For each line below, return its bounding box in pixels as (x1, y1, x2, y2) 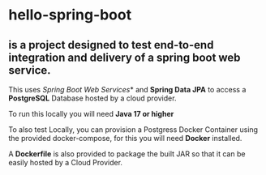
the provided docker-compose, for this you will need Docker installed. (8, 134, 242, 143)
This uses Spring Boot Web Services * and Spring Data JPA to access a (8, 85, 247, 94)
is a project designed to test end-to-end (8, 38, 214, 52)
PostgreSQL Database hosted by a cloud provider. (8, 93, 177, 103)
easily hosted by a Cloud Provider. (8, 158, 123, 167)
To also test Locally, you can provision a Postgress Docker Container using (8, 125, 258, 134)
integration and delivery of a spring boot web (8, 50, 241, 64)
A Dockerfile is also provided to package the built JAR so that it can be (8, 149, 246, 159)
